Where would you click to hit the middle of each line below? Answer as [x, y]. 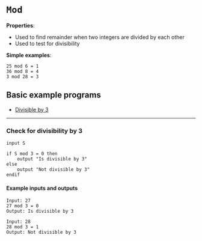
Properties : [20, 25]
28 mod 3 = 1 [23, 227]
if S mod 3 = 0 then [32, 154]
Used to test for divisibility [47, 43]
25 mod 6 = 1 [23, 66]
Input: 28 [19, 222]
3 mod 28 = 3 [23, 76]
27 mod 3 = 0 [23, 206]
